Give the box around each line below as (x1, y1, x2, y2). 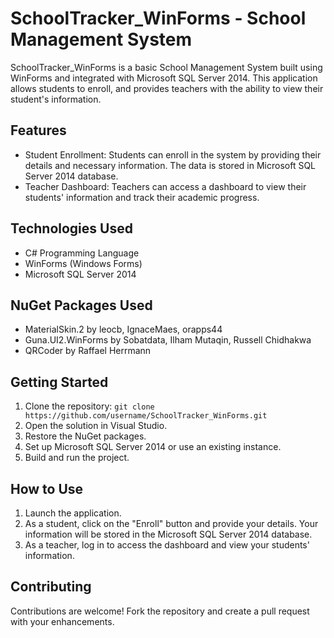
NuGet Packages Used (10, 297, 153, 314)
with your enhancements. (10, 615, 115, 627)
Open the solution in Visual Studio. (24, 420, 168, 432)
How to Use (10, 480, 84, 497)
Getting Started (10, 373, 109, 391)
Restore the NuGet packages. (24, 430, 147, 442)
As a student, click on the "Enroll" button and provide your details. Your (24, 518, 319, 529)
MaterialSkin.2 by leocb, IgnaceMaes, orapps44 (24, 323, 223, 336)
